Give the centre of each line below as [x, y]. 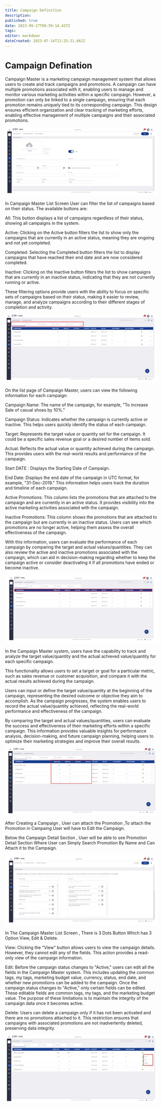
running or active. [22, 282]
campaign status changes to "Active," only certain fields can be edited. [76, 988]
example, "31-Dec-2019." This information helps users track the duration [77, 482]
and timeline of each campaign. [37, 488]
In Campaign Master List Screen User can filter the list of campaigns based [80, 203]
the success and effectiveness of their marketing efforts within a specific [78, 726]
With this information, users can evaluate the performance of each [71, 542]
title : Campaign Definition [33, 10]
